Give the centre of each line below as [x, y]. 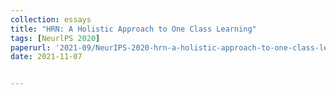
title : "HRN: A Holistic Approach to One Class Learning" [133, 29]
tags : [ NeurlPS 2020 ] [55, 38]
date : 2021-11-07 [46, 57]
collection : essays [51, 19]
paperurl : [31, 47]
